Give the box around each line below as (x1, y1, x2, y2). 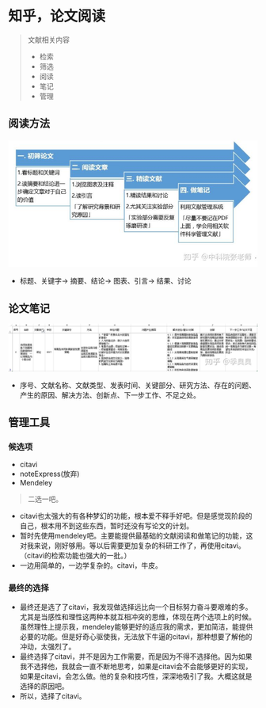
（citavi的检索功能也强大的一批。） (19, 551, 131, 561)
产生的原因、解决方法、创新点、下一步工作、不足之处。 (19, 390, 200, 400)
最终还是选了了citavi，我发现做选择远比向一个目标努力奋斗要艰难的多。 (19, 602, 253, 611)
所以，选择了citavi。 (19, 691, 86, 701)
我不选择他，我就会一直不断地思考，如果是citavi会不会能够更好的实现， (19, 661, 253, 671)
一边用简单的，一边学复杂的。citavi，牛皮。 (19, 561, 162, 570)
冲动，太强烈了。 (19, 641, 76, 651)
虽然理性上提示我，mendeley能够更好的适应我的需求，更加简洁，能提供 (19, 622, 253, 631)
